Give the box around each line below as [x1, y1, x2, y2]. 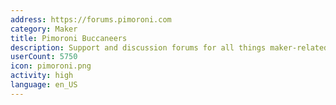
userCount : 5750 [10, 52, 78, 62]
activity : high [10, 71, 74, 81]
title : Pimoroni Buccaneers [10, 33, 128, 43]
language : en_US [10, 80, 78, 90]
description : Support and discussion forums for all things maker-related [10, 42, 329, 53]
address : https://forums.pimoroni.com [10, 14, 172, 25]
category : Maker [10, 24, 78, 34]
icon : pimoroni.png [10, 61, 92, 71]
